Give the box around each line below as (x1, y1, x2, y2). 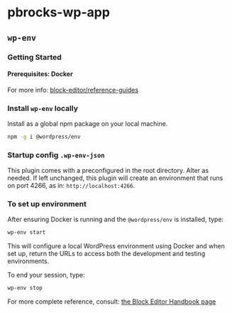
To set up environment (7, 199, 87, 209)
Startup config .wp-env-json (7, 150, 105, 160)
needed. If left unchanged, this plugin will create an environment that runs (7, 174, 223, 182)
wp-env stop (7, 285, 43, 292)
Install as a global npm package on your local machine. (7, 120, 168, 128)
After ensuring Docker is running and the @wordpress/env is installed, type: (7, 215, 224, 224)
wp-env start (7, 229, 46, 236)
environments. (7, 257, 50, 265)
